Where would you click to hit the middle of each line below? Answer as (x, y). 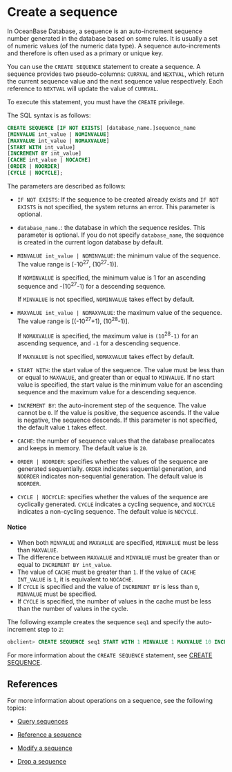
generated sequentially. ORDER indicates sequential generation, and (112, 469)
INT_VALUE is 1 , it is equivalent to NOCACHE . (75, 579)
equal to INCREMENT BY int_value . (65, 564)
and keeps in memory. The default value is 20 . (83, 448)
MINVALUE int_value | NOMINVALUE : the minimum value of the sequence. (119, 255)
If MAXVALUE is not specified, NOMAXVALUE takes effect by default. (106, 356)
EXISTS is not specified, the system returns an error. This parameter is (116, 206)
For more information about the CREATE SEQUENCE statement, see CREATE (110, 655)
